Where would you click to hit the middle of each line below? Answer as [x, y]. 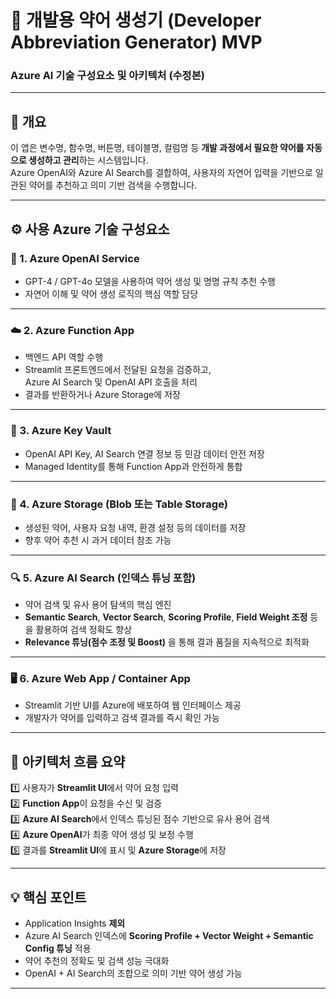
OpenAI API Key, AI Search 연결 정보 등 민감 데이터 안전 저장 [144, 453]
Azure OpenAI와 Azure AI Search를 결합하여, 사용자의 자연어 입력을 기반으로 [161, 173]
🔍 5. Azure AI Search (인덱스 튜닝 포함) [103, 578]
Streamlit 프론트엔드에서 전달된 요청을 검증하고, [118, 370]
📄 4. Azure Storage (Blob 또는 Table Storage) [119, 504]
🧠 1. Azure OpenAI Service [75, 258]
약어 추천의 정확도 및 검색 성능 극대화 [97, 961]
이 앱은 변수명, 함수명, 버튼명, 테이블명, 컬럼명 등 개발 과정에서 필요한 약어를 [157, 148]
